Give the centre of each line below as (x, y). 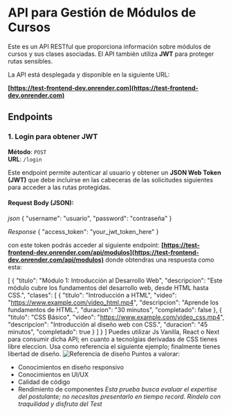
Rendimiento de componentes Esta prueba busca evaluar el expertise (117, 389)
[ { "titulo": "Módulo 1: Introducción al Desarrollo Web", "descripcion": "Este (115, 280)
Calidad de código (44, 382)
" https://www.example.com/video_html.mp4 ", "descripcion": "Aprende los (113, 302)
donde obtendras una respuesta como (160, 260)
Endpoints (30, 117)
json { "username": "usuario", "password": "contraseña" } (90, 218)
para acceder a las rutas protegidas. (59, 187)
